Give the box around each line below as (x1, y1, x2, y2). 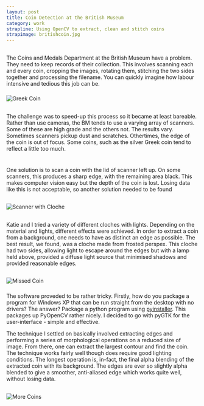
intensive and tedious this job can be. (6, 80, 100, 87)
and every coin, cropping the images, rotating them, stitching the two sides (6, 67, 195, 74)
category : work (6, 20, 45, 26)
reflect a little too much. (6, 145, 66, 152)
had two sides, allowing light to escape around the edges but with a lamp (6, 247, 190, 254)
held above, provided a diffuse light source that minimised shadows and (6, 253, 187, 260)
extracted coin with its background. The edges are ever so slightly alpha (6, 362, 188, 370)
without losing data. (6, 375, 56, 383)
